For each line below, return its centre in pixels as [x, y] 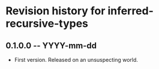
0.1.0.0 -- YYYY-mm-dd [51, 46]
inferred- [131, 11]
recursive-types [47, 23]
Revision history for [55, 11]
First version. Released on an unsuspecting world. [76, 60]
